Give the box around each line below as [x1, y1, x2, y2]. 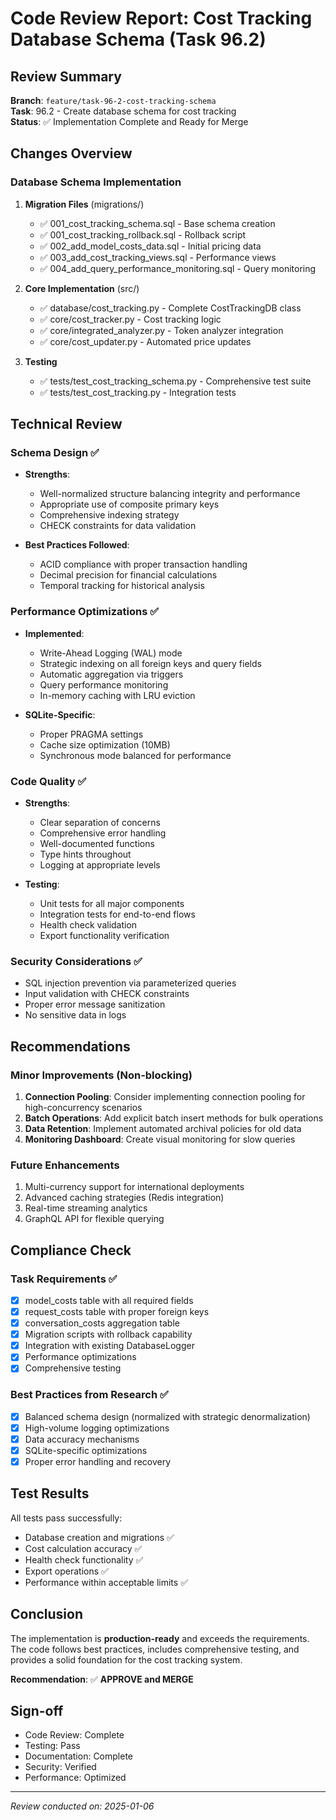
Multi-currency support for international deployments [24, 1181, 245, 1193]
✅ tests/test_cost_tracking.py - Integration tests [39, 386, 237, 398]
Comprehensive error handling [39, 827, 167, 839]
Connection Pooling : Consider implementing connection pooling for [24, 1090, 306, 1102]
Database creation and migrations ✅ [24, 1531, 175, 1543]
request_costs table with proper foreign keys [24, 1306, 210, 1317]
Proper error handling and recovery [24, 1455, 172, 1467]
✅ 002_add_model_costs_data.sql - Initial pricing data [39, 240, 262, 252]
